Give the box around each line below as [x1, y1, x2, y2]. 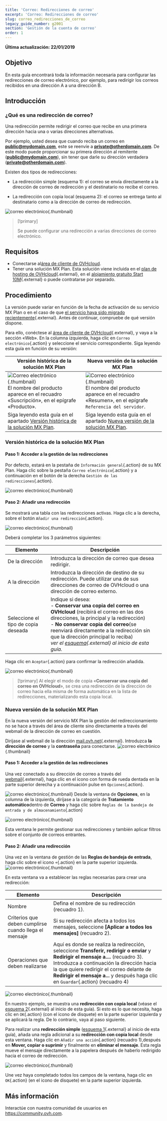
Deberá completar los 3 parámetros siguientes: [5, 535, 102, 541]
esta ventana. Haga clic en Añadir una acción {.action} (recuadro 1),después [5, 1037, 161, 1043]
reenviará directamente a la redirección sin [50, 627, 151, 634]
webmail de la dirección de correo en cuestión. [5, 728, 101, 734]
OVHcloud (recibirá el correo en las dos [50, 608, 144, 615]
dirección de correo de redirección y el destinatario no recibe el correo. [12, 184, 159, 190]
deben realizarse [7, 963, 47, 970]
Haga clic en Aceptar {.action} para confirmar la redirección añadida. [5, 659, 145, 665]
